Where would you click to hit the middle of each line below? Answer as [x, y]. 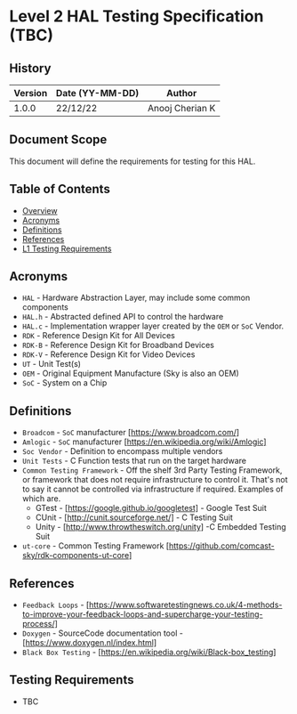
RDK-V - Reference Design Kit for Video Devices [108, 354]
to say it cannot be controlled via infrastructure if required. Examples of [153, 489]
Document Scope [58, 140]
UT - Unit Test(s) [52, 364]
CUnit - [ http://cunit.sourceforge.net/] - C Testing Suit [134, 517]
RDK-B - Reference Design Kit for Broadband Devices [118, 345]
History [30, 68]
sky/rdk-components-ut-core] [77, 556]
